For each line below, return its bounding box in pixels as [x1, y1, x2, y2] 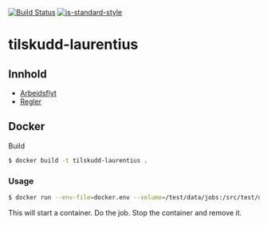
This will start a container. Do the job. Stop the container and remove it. [8, 207, 242, 217]
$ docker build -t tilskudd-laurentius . [8, 156, 148, 164]
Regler [19, 97, 42, 106]
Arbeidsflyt [19, 89, 57, 97]
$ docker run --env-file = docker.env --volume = [8, 193, 166, 201]
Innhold [8, 67, 47, 81]
